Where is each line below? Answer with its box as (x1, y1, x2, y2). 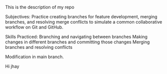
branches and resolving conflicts (5, 44, 73, 50)
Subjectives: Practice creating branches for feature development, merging (5, 14, 158, 19)
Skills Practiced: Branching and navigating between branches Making (5, 34, 148, 39)
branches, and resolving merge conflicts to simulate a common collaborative (5, 19, 163, 25)
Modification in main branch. (5, 54, 64, 60)
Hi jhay (5, 64, 19, 69)
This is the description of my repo (5, 4, 75, 10)
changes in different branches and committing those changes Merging (5, 39, 150, 45)
